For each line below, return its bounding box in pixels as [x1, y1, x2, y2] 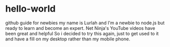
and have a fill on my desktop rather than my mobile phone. [5, 36, 130, 42]
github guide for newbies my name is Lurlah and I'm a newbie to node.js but [5, 20, 165, 26]
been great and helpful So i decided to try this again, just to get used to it [5, 30, 159, 36]
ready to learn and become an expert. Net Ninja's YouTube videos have [5, 25, 156, 31]
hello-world [5, 3, 56, 15]
